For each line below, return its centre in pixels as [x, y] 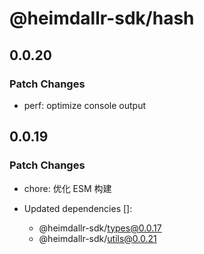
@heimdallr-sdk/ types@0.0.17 [100, 228]
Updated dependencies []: [78, 208]
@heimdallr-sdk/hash [102, 18]
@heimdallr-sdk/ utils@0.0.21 [97, 238]
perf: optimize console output [85, 105]
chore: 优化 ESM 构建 [67, 188]
